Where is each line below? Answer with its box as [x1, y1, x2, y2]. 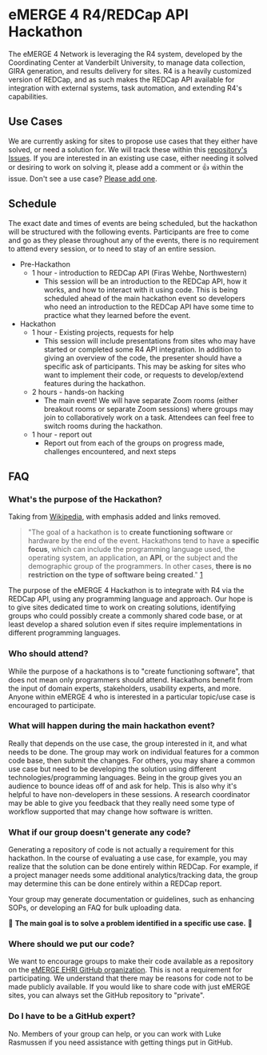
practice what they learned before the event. [43, 310, 191, 320]
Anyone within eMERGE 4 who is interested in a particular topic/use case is [8, 691, 256, 702]
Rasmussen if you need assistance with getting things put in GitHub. [8, 1037, 233, 1047]
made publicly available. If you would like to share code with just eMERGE [8, 982, 251, 992]
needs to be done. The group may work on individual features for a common [8, 747, 260, 756]
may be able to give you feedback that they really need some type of [8, 798, 235, 807]
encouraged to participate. [8, 700, 96, 710]
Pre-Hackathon [19, 259, 70, 269]
